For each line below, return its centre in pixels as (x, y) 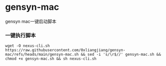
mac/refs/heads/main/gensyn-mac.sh (42, 55)
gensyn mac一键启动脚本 (31, 21)
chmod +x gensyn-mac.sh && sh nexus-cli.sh (51, 59)
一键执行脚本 (21, 35)
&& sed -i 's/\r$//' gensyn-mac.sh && (121, 55)
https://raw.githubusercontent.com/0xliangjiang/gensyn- (65, 50)
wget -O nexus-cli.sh (28, 46)
